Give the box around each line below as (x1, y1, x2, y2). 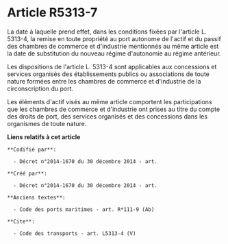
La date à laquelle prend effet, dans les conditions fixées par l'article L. (7, 27, 207, 36)
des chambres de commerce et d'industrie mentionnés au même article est (7, 42, 219, 50)
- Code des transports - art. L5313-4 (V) (13, 230, 136, 237)
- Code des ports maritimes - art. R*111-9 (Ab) (13, 206, 155, 213)
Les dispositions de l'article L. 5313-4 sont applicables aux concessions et (7, 62, 217, 71)
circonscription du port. (7, 84, 74, 93)
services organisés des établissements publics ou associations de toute (7, 70, 210, 78)
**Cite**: (7, 218, 36, 225)
